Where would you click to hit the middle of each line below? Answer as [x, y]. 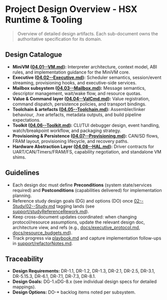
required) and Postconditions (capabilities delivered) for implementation [87, 190]
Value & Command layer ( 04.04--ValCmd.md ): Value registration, [81, 98]
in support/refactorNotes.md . [42, 243]
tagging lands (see [75, 206]
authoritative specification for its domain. [60, 39]
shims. [19, 157]
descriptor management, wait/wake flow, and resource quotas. [77, 93]
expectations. [26, 120]
